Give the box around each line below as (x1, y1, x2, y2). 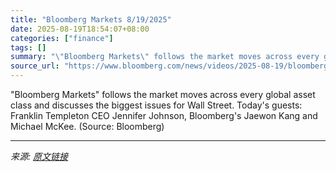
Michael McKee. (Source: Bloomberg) (10, 121, 165, 132)
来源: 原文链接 (10, 151, 68, 162)
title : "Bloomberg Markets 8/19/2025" (10, 14, 172, 25)
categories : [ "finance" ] (10, 33, 114, 43)
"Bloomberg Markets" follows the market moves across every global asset (10, 89, 316, 100)
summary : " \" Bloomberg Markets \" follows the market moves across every (10, 52, 320, 62)
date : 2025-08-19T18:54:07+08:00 (10, 24, 150, 34)
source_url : (10, 61, 60, 71)
